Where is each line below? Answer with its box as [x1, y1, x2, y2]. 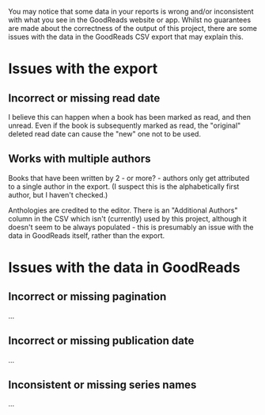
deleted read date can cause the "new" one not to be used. [8, 129, 202, 138]
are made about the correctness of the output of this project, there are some [8, 24, 257, 33]
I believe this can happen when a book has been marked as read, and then [8, 113, 252, 121]
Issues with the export [8, 60, 158, 78]
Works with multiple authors [8, 152, 152, 166]
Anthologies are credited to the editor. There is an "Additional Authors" [8, 206, 238, 215]
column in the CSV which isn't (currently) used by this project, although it [8, 213, 248, 223]
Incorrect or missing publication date [8, 334, 195, 348]
